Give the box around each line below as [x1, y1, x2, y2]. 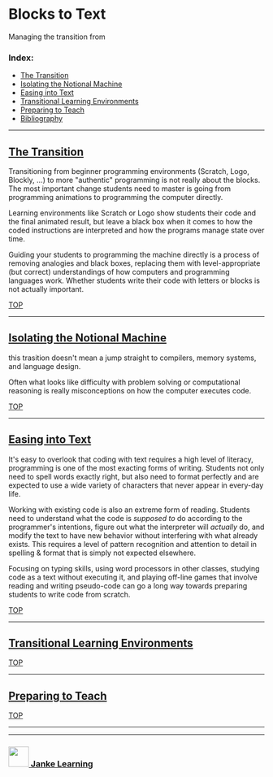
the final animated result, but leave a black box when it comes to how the [8, 217, 253, 227]
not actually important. [8, 284, 84, 294]
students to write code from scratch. [8, 589, 131, 599]
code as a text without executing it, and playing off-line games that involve [8, 572, 258, 582]
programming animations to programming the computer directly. [8, 193, 223, 202]
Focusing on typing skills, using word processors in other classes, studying [8, 563, 260, 573]
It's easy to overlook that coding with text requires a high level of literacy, [8, 454, 253, 464]
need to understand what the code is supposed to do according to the [8, 513, 243, 523]
